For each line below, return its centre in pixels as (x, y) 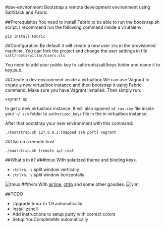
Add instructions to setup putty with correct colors (64, 214)
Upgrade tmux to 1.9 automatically (47, 203)
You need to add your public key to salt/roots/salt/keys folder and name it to (82, 65)
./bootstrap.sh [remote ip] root (40, 151)
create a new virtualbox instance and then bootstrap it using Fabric (74, 85)
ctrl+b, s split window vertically (46, 170)
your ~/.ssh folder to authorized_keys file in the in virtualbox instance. (77, 114)
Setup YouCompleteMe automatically (50, 219)
